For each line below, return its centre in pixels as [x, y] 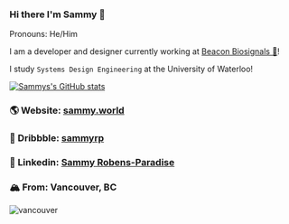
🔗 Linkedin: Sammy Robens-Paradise [92, 163]
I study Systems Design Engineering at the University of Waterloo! [131, 69]
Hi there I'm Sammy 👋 [57, 14]
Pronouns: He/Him [44, 34]
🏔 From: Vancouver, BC [63, 187]
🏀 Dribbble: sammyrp [57, 138]
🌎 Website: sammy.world [67, 110]
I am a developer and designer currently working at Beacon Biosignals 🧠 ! [144, 51]
